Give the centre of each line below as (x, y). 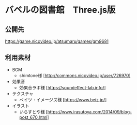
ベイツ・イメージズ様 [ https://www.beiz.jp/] (63, 99)
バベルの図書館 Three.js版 (60, 10)
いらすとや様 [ (33, 111)
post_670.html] (34, 117)
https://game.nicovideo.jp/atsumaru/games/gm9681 (57, 41)
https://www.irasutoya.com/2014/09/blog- (90, 111)
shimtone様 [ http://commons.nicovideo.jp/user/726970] (75, 75)
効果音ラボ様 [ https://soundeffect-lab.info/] (62, 87)
